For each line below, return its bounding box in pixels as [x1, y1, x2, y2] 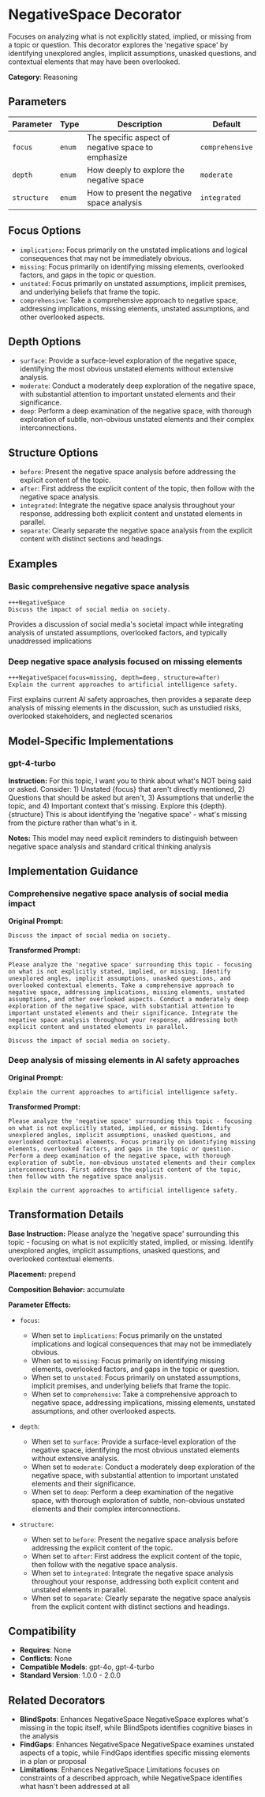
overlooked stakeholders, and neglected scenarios [8, 711, 174, 721]
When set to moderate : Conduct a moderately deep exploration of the [31, 1462, 256, 1471]
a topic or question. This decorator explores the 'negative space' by [8, 40, 229, 49]
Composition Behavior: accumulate [8, 1284, 125, 1294]
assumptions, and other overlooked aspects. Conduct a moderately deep [8, 995, 248, 1003]
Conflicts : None [19, 1654, 73, 1663]
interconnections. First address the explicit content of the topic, [8, 1166, 242, 1174]
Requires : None [19, 1645, 72, 1655]
